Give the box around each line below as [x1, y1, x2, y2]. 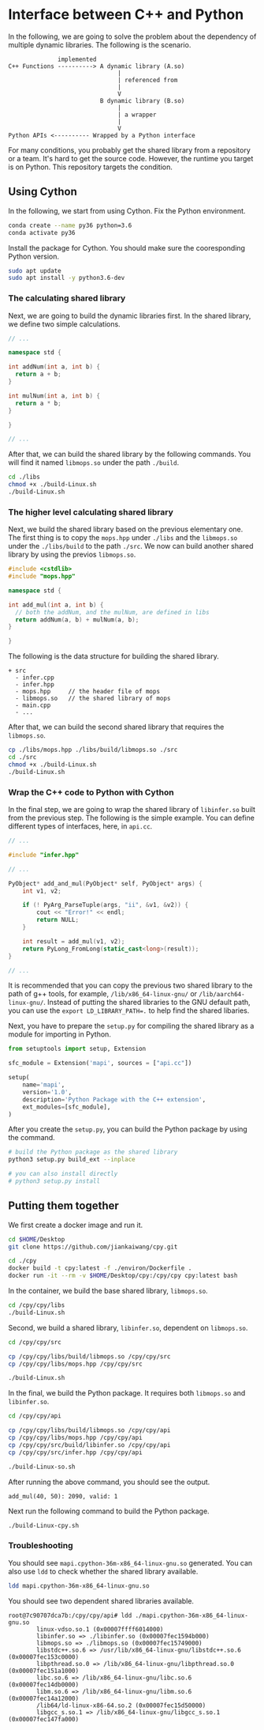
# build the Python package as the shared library [8, 1148, 178, 1156]
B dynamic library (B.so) [99, 96, 185, 104]
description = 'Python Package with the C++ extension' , [22, 1095, 206, 1104]
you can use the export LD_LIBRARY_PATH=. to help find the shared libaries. [8, 1006, 250, 1015]
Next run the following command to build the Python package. [8, 1506, 210, 1516]
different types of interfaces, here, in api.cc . [8, 822, 153, 831]
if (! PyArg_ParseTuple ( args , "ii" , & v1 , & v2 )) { [22, 901, 189, 909]
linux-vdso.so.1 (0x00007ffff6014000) [36, 1625, 164, 1634]
